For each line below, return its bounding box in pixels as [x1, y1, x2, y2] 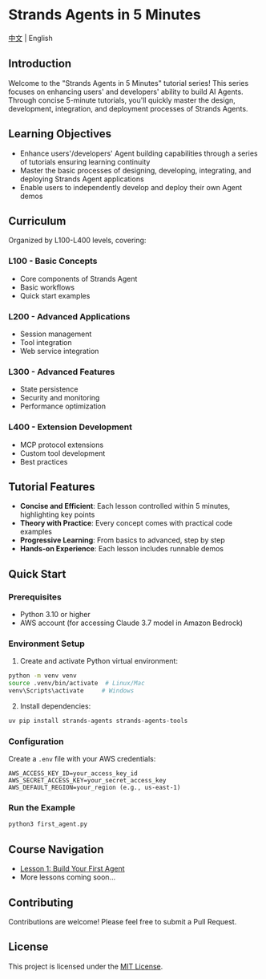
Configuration [8, 736, 64, 747]
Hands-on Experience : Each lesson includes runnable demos [19, 544, 224, 554]
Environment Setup [8, 638, 86, 649]
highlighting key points [19, 510, 95, 519]
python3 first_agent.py [8, 820, 88, 828]
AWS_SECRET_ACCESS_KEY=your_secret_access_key [8, 777, 167, 785]
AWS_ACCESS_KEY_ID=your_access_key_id [8, 770, 138, 778]
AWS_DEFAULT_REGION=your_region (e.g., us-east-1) [8, 784, 181, 792]
